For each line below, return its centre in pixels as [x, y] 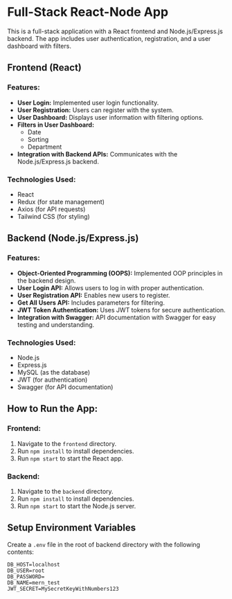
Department [45, 147]
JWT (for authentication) [52, 379]
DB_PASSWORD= [26, 576]
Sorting [38, 139]
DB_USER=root [26, 571]
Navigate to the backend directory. [65, 491]
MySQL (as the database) [54, 372]
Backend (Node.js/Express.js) [73, 239]
